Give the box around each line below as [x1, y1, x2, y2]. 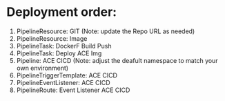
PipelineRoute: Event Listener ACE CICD [16, 86, 130, 94]
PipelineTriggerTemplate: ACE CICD [16, 71, 118, 80]
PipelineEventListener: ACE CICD [16, 78, 111, 86]
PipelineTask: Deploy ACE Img [16, 49, 102, 57]
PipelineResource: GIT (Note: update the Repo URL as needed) [16, 27, 195, 35]
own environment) [16, 64, 69, 72]
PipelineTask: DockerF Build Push [16, 42, 112, 50]
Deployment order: [6, 4, 117, 20]
